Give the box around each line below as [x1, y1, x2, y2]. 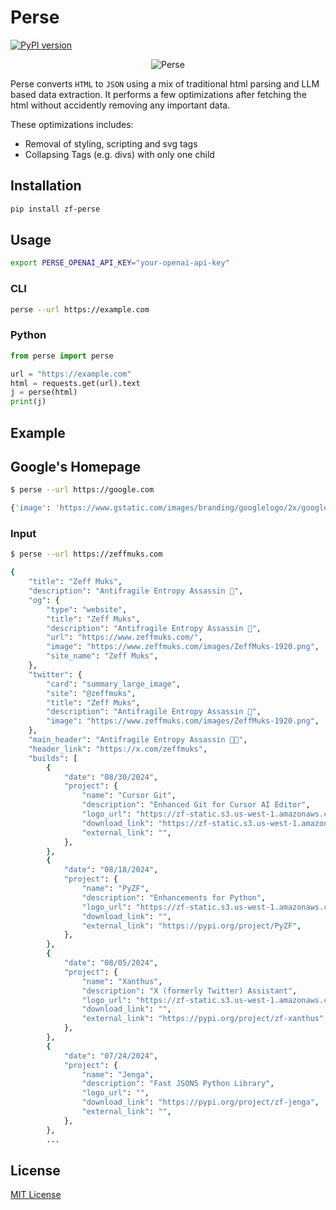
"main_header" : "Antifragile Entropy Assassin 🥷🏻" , [28, 735, 248, 745]
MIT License [10, 1189, 62, 1201]
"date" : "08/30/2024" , [63, 772, 159, 782]
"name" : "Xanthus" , [81, 976, 163, 986]
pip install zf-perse [10, 204, 101, 214]
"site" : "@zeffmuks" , [46, 688, 137, 698]
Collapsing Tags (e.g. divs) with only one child [24, 148, 215, 160]
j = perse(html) [10, 387, 78, 398]
